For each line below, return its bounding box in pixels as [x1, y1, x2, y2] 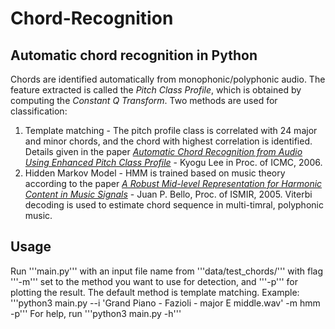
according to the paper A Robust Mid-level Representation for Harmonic [24, 178, 323, 189]
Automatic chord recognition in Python [10, 47, 258, 64]
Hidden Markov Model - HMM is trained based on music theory [24, 167, 286, 179]
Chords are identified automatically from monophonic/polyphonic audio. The [10, 73, 326, 85]
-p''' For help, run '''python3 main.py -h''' [10, 307, 182, 319]
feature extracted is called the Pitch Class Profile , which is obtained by [10, 84, 302, 96]
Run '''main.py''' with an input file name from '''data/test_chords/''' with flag [10, 265, 323, 277]
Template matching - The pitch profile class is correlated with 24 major [24, 125, 318, 136]
